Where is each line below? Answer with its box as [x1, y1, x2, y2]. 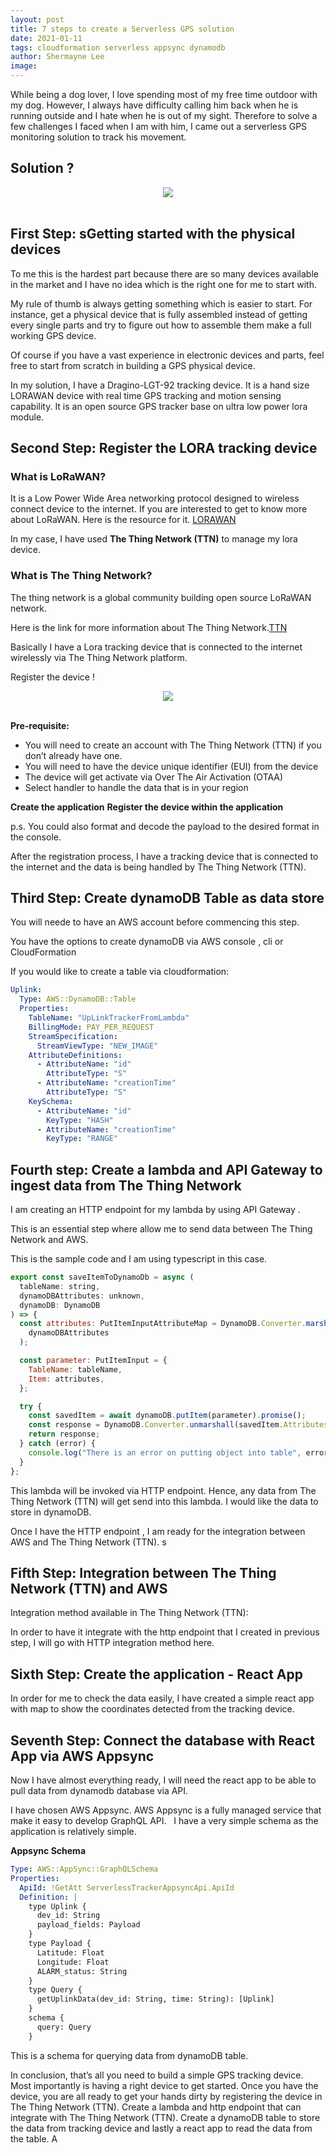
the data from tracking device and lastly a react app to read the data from [10, 2122, 313, 2134]
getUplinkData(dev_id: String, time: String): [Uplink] [36, 1994, 275, 2005]
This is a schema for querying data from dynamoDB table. [10, 2049, 249, 2061]
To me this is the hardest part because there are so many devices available [10, 267, 319, 280]
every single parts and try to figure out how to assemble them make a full [10, 319, 312, 331]
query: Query [36, 2022, 92, 2032]
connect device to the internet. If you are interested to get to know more [10, 503, 308, 515]
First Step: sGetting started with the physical [10, 226, 296, 243]
